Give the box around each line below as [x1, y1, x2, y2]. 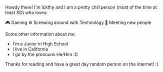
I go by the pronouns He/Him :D [12, 51, 78, 57]
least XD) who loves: [5, 9, 47, 15]
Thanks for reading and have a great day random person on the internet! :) [5, 61, 158, 67]
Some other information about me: [5, 31, 76, 37]
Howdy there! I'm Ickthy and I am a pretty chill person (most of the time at [5, 4, 157, 10]
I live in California [12, 46, 48, 52]
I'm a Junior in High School [12, 41, 68, 46]
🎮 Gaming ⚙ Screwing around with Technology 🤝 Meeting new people [5, 19, 151, 25]
